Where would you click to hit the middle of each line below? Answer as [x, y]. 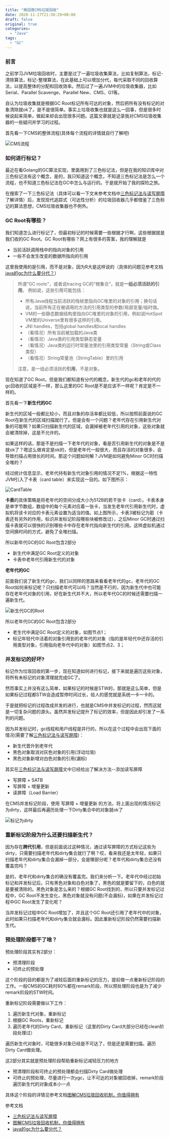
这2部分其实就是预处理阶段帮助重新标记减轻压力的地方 [62, 1061]
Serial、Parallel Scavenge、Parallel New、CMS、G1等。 [64, 93]
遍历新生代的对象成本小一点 [41, 1084]
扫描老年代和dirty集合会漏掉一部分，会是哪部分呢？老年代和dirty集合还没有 [83, 860]
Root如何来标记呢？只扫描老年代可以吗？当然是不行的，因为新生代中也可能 [83, 587]
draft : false [19, 19]
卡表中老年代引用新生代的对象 [44, 559]
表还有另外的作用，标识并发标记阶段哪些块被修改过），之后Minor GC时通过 [83, 519]
